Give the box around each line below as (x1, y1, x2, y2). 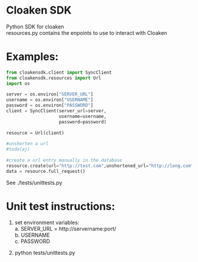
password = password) (58, 119, 107, 125)
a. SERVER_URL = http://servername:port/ (14, 225, 117, 232)
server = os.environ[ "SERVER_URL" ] (6, 91, 94, 97)
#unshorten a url (6, 141, 49, 147)
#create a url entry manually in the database (6, 157, 123, 163)
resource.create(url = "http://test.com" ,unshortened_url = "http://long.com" (6, 163, 194, 169)
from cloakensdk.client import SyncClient (6, 69, 112, 76)
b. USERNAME (14, 231, 50, 239)
